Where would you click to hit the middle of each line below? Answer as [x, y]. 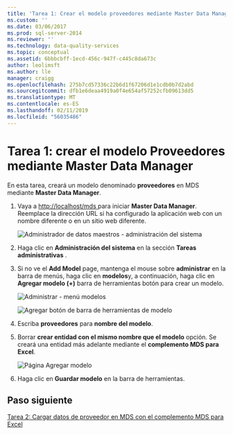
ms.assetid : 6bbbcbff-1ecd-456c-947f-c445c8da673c [82, 59]
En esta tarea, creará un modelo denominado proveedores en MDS [103, 185]
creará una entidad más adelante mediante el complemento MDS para [118, 344]
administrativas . [42, 255]
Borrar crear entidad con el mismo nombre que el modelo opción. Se [117, 336]
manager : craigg [31, 78]
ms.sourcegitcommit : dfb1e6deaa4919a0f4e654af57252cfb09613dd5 [101, 91]
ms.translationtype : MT [42, 98]
